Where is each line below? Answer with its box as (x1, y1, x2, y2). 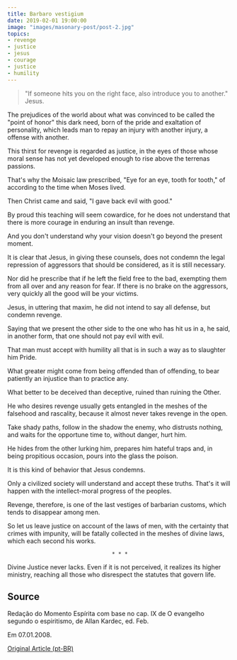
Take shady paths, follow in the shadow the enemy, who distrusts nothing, (7, 423, 224, 431)
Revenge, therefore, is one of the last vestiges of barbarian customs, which (7, 500, 226, 508)
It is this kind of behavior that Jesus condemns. (7, 465, 146, 474)
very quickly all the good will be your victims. (7, 289, 139, 297)
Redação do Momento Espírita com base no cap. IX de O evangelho (7, 610, 205, 618)
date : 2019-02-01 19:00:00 (7, 17, 87, 24)
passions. (7, 161, 35, 170)
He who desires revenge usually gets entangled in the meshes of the (7, 402, 207, 410)
